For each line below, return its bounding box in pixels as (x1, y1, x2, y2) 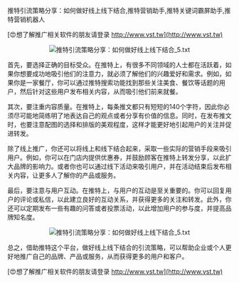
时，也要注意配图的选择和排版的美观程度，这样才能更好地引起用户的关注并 (7, 120, 225, 128)
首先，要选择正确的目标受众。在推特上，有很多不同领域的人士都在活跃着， (7, 61, 225, 69)
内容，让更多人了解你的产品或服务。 (13, 171, 119, 180)
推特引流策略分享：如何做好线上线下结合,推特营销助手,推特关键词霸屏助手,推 (7, 6, 231, 14)
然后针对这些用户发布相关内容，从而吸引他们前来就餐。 (19, 88, 182, 96)
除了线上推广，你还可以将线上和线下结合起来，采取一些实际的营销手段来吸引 (7, 145, 232, 153)
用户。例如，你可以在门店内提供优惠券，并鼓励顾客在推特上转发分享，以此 (7, 153, 225, 162)
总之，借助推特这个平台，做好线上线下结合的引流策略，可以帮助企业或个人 (7, 243, 225, 252)
